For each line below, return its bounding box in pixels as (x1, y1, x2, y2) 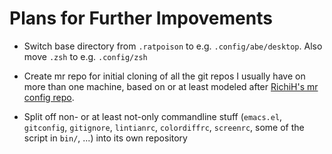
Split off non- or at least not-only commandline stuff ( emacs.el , (23, 110, 283, 122)
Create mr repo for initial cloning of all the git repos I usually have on (23, 70, 306, 82)
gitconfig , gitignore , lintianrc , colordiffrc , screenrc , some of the (23, 121, 305, 133)
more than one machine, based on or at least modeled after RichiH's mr (23, 80, 319, 92)
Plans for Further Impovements (9, 7, 273, 30)
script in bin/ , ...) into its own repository (23, 132, 188, 144)
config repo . (23, 91, 75, 103)
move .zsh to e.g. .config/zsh (23, 50, 148, 62)
